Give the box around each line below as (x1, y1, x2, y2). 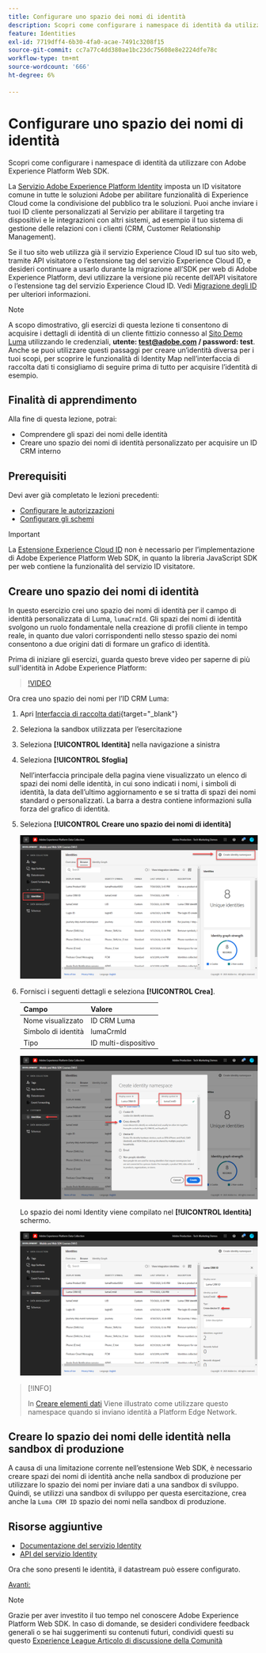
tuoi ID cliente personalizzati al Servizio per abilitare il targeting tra (8, 207, 225, 216)
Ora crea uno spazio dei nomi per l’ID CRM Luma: (8, 693, 169, 703)
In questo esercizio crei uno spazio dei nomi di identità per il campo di (8, 606, 237, 615)
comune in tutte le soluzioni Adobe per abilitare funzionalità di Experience (8, 190, 249, 199)
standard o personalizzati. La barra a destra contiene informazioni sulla (19, 796, 252, 805)
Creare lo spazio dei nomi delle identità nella (8, 1430, 231, 1443)
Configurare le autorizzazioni (19, 506, 115, 515)
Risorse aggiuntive (8, 1520, 103, 1533)
